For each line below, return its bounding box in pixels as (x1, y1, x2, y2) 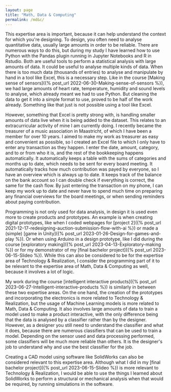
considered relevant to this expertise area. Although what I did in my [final (5, 359, 161, 365)
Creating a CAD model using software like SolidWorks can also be (5, 354, 144, 360)
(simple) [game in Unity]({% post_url (5, 231, 82, 237)
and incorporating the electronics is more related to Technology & (5, 295, 143, 301)
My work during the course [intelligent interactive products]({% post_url (5, 279, 157, 285)
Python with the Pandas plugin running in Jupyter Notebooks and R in (5, 53, 152, 59)
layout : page (5, 7, 33, 13)
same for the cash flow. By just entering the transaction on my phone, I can (5, 182, 163, 189)
